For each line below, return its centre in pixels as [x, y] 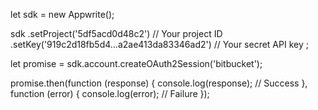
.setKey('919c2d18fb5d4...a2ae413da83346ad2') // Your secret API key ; [159, 44]
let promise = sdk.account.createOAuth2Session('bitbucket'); [136, 63]
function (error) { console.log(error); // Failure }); [110, 93]
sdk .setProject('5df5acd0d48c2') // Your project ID [116, 33]
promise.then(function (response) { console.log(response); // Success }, [159, 83]
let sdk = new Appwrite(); [62, 14]
